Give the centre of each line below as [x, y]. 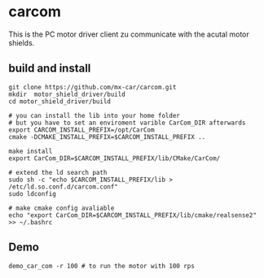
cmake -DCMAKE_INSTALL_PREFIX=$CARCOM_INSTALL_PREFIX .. [107, 137]
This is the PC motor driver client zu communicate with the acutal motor [129, 34]
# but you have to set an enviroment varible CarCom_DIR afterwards [127, 123]
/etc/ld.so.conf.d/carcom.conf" [63, 187]
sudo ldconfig [33, 193]
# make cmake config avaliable [62, 208]
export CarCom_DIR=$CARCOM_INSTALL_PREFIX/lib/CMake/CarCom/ [114, 158]
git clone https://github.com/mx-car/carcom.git [92, 87]
